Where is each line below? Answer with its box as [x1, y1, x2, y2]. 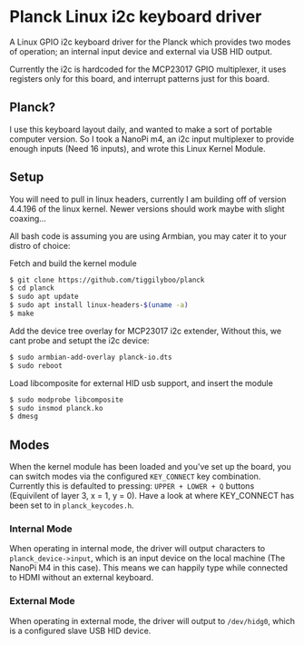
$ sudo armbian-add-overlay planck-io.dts [9, 352, 172, 362]
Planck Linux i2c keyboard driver [9, 6, 262, 27]
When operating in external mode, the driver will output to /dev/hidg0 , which [9, 615, 295, 626]
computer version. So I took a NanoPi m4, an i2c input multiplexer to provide [9, 134, 295, 144]
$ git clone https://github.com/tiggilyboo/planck [9, 275, 205, 284]
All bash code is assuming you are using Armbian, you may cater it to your [9, 230, 288, 242]
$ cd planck [9, 283, 54, 293]
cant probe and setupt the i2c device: [9, 334, 150, 346]
